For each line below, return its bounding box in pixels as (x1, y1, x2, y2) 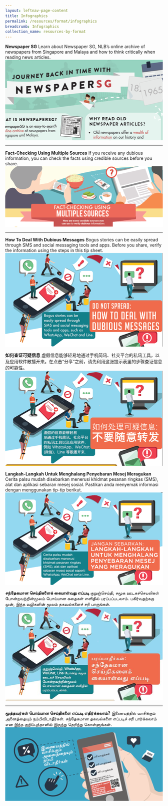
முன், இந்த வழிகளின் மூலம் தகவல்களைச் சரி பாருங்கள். (5, 601, 111, 607)
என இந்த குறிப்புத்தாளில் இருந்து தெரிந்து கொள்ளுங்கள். (5, 721, 112, 727)
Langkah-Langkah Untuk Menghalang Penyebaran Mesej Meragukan (5, 471, 151, 477)
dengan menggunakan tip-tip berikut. (5, 487, 82, 493)
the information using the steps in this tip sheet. (5, 247, 103, 253)
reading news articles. (5, 54, 51, 60)
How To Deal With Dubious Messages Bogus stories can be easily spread (5, 237, 158, 243)
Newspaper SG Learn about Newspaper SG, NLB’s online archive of (5, 44, 145, 50)
